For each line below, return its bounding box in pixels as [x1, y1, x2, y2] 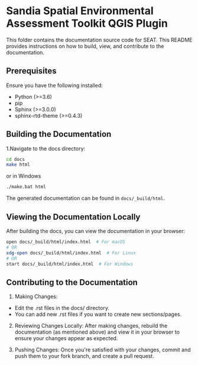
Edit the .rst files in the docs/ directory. [14, 305, 109, 312]
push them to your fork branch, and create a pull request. [14, 353, 155, 360]
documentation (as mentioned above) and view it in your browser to [14, 328, 180, 335]
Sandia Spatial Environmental [6, 4, 154, 18]
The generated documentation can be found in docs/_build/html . [6, 195, 165, 202]
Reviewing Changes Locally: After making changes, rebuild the [14, 322, 168, 330]
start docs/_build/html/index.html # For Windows [6, 261, 134, 267]
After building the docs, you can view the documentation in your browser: [6, 228, 185, 234]
